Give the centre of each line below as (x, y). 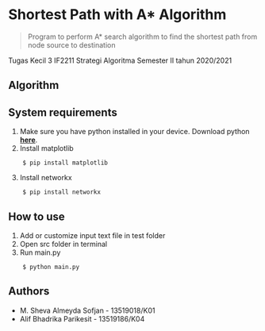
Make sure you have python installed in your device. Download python (134, 132)
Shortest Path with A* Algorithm (117, 15)
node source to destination (71, 44)
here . (29, 140)
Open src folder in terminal (63, 244)
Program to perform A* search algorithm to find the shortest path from (142, 37)
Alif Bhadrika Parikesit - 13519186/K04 (82, 318)
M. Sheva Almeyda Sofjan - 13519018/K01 (87, 310)
